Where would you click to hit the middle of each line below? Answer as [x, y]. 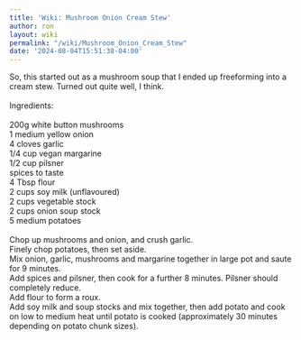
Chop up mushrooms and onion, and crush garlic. [101, 240]
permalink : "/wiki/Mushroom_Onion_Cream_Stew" [98, 43]
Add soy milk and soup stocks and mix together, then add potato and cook [147, 307]
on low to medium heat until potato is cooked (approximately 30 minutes [143, 317]
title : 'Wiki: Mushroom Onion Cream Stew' [90, 18]
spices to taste [37, 173]
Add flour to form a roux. [55, 298]
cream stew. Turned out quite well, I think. [87, 87]
